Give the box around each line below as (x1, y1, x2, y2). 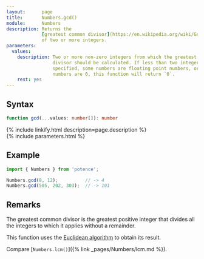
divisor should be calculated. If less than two (52, 59, 178, 66)
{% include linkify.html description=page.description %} (6, 126, 147, 133)
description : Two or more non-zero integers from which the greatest (17, 54, 197, 60)
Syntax (6, 99, 34, 109)
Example (6, 150, 40, 161)
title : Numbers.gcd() (6, 15, 78, 21)
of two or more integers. (41, 37, 107, 43)
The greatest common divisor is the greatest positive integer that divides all (6, 216, 195, 223)
